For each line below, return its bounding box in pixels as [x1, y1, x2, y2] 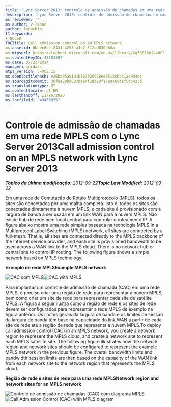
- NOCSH [5, 36, 22, 41]
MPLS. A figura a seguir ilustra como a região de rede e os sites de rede [5, 300, 156, 307]
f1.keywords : [5, 31, 33, 36]
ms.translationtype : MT [5, 83, 56, 88]
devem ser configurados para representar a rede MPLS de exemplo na [5, 306, 153, 312]
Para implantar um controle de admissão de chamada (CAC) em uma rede [5, 284, 160, 291]
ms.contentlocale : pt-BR [5, 88, 58, 93]
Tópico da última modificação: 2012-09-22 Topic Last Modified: [5, 180, 142, 186]
